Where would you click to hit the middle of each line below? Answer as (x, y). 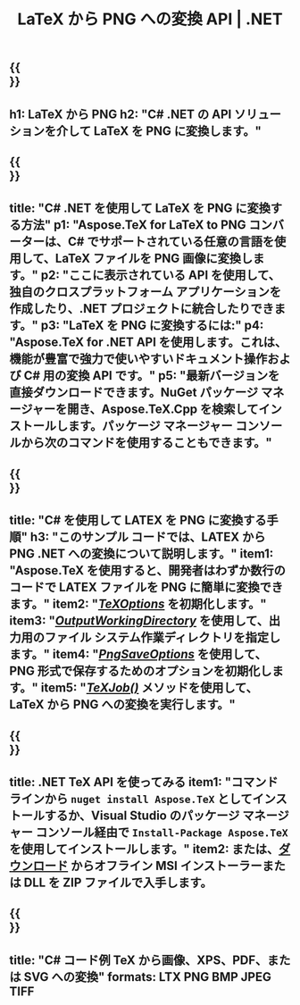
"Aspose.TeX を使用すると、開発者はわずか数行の (147, 570)
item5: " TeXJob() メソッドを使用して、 (150, 688)
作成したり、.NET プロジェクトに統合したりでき (142, 309)
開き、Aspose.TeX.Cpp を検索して (162, 410)
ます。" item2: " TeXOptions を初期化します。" (138, 604)
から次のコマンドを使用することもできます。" (146, 443)
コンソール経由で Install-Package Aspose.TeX (162, 832)
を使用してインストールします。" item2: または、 (144, 849)
